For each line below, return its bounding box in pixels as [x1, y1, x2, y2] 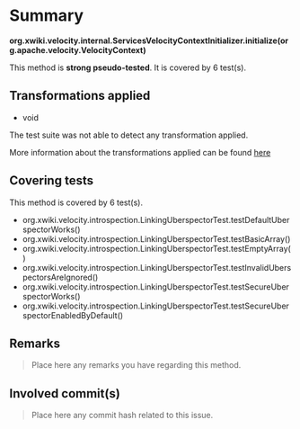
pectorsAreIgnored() [22, 272, 99, 282]
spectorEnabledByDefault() [22, 309, 124, 320]
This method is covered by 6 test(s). [9, 197, 144, 208]
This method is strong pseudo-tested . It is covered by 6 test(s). [9, 62, 247, 73]
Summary [9, 5, 84, 26]
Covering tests [9, 173, 94, 189]
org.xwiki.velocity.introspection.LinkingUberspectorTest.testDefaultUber [22, 214, 290, 225]
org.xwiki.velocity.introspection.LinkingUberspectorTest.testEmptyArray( [22, 243, 292, 254]
